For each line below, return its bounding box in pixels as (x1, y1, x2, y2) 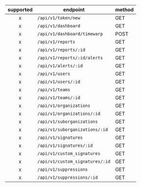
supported (7, 6, 33, 13)
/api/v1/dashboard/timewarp (37, 31, 103, 36)
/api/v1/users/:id (37, 79, 81, 84)
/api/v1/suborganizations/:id (37, 127, 108, 132)
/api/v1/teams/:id (37, 95, 81, 100)
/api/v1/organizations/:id (37, 111, 101, 116)
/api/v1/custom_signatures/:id (37, 159, 111, 164)
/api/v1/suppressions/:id (37, 175, 98, 180)
